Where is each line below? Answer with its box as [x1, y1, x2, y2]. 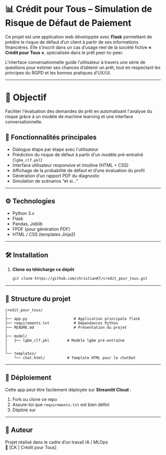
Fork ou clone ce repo [12, 396, 58, 402]
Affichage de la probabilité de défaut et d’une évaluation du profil [12, 167, 145, 173]
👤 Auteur [5, 426, 33, 434]
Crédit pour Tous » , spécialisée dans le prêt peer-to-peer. [5, 50, 124, 56]
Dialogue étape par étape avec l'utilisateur [12, 146, 99, 152]
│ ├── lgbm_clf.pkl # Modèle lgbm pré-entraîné [5, 338, 125, 343]
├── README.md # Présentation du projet [5, 325, 127, 330]
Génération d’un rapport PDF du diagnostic [12, 173, 100, 179]
